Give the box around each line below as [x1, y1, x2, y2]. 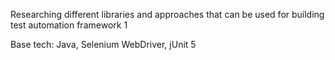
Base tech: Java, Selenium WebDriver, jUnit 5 [10, 39, 197, 50]
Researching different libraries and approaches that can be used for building [10, 9, 325, 20]
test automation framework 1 [10, 19, 128, 31]
